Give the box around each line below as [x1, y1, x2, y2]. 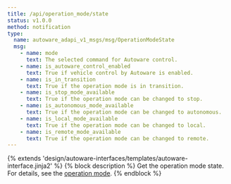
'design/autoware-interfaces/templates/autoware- [42, 154, 188, 163]
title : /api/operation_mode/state [7, 10, 109, 18]
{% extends [7, 154, 42, 163]
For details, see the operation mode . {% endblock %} [7, 169, 162, 178]
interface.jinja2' [7, 161, 53, 170]
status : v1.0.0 [7, 17, 52, 24]
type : [7, 30, 23, 37]
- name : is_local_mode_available [20, 115, 118, 122]
